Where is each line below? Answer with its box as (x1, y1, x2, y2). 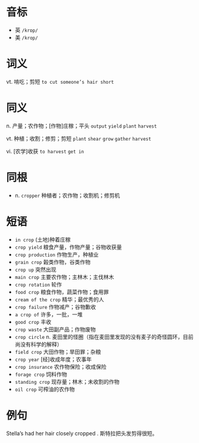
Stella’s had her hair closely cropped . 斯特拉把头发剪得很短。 (6, 429, 158, 437)
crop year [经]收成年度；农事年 (14, 356, 92, 363)
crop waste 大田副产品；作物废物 (14, 326, 96, 333)
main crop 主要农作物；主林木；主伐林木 (14, 273, 115, 280)
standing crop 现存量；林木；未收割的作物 (14, 378, 120, 385)
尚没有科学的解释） (14, 341, 63, 348)
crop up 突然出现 (14, 266, 57, 273)
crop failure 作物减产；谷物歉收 (14, 303, 96, 310)
